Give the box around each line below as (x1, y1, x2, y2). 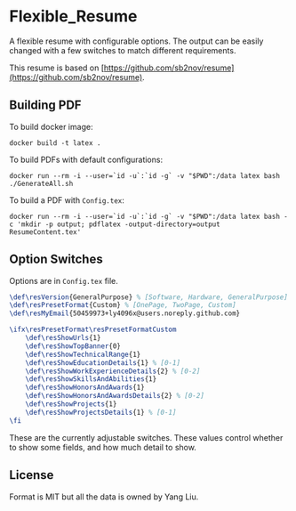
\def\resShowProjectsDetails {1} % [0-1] (25, 408, 177, 417)
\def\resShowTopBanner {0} (25, 341, 122, 351)
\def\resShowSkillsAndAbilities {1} (25, 375, 157, 384)
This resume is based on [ (9, 62, 105, 73)
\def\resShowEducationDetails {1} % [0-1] (25, 358, 180, 367)
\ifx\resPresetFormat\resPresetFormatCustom (9, 325, 177, 335)
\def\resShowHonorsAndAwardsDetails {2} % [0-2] (25, 392, 204, 401)
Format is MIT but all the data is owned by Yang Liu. (9, 491, 199, 502)
